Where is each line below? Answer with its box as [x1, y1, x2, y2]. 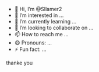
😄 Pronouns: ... [14, 39, 52, 46]
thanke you [6, 59, 33, 66]
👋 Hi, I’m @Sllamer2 [14, 6, 62, 12]
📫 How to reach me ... [14, 31, 69, 37]
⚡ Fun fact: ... [14, 46, 47, 53]
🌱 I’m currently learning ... [14, 18, 77, 25]
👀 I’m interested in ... [14, 12, 64, 19]
